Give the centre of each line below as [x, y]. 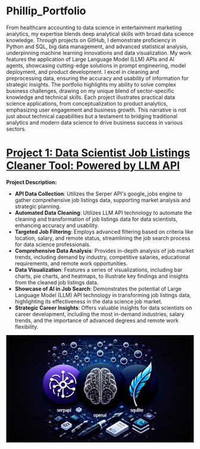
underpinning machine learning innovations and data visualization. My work [99, 52]
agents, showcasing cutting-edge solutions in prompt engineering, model [96, 65]
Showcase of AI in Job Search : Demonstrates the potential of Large [98, 289]
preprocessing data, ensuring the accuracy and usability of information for [97, 78]
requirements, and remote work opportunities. [71, 263]
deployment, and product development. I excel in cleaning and [83, 72]
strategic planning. [38, 206]
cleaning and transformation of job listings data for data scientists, [96, 219]
